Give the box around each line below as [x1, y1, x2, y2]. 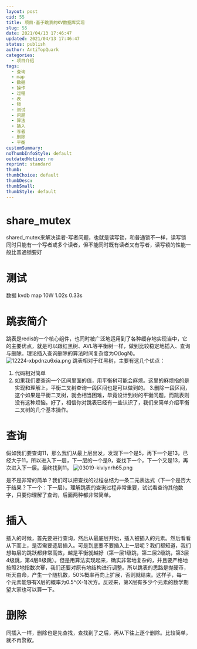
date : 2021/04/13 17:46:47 [6, 31, 72, 36]
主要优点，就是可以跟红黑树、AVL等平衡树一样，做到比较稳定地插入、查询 [11, 343, 191, 350]
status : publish [6, 42, 46, 48]
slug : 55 [6, 25, 28, 31]
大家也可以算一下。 [11, 586, 57, 593]
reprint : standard [6, 161, 51, 167]
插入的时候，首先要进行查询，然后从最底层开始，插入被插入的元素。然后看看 [6, 535, 191, 542]
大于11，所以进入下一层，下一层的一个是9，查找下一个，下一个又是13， [11, 457, 184, 464]
